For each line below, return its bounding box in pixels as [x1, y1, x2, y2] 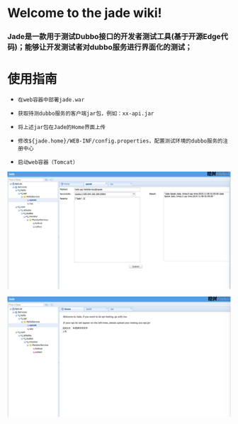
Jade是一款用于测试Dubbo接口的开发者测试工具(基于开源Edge [7, 32, 221, 42]
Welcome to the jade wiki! [7, 5, 162, 21]
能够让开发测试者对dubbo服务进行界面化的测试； [24, 43, 193, 52]
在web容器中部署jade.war [17, 96, 85, 104]
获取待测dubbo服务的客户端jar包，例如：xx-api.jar [17, 110, 154, 118]
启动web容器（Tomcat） [17, 159, 79, 166]
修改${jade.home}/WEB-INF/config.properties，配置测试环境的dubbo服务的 [17, 138, 223, 145]
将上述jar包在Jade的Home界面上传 [17, 124, 106, 131]
